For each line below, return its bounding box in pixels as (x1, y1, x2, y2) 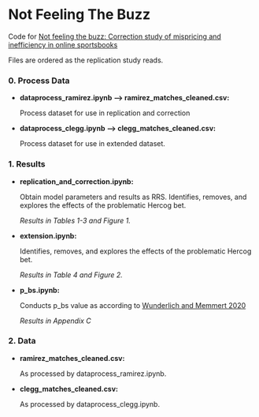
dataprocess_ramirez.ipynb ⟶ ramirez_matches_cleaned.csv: (19, 93, 230, 103)
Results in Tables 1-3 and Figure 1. (19, 216, 131, 225)
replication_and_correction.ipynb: (19, 176, 134, 186)
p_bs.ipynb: (19, 285, 61, 295)
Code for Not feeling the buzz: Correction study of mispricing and (8, 32, 222, 41)
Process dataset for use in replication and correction (19, 108, 191, 118)
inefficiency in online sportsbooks (8, 39, 118, 49)
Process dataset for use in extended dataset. (19, 139, 165, 148)
